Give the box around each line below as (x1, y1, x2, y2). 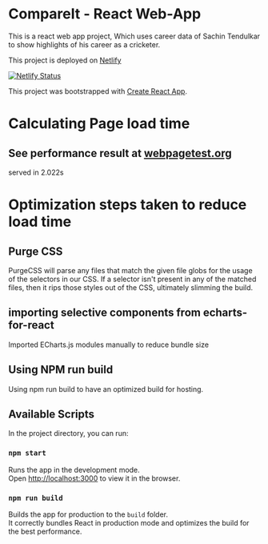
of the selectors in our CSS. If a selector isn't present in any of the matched (8, 274, 257, 284)
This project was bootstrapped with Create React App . (8, 86, 188, 96)
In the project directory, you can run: (8, 429, 129, 438)
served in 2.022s (8, 167, 64, 177)
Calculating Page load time (8, 115, 190, 133)
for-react (8, 318, 54, 332)
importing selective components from (8, 306, 202, 320)
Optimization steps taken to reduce (8, 195, 247, 214)
